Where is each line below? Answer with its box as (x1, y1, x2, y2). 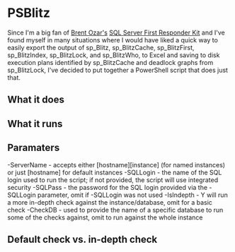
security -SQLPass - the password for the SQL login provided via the (7, 183, 207, 191)
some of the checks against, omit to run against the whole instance (7, 213, 203, 222)
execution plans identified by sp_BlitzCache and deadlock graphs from (7, 58, 214, 66)
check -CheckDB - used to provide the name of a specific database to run (7, 205, 224, 214)
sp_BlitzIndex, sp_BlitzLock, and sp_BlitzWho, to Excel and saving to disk (7, 51, 220, 59)
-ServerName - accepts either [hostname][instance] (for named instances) (7, 160, 225, 169)
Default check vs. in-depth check (7, 233, 158, 245)
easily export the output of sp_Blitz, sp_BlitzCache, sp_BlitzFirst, (7, 43, 195, 52)
